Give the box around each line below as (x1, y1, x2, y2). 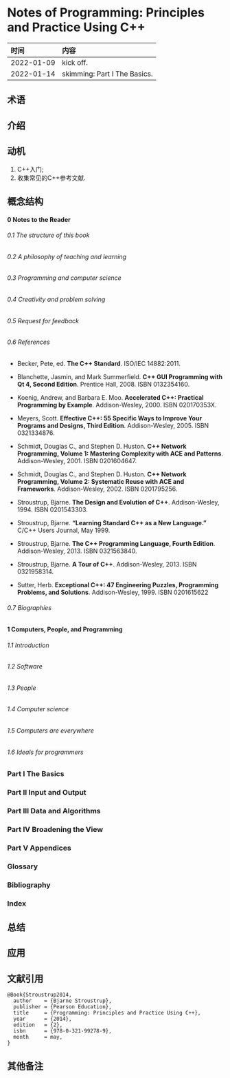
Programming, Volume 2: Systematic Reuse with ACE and (16, 477, 185, 485)
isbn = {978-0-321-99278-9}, (13, 1028, 112, 1035)
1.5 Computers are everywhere (7, 726, 94, 735)
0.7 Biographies (7, 604, 52, 612)
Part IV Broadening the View (7, 824, 104, 834)
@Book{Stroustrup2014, (7, 991, 72, 999)
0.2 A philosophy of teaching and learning (7, 252, 127, 261)
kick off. (61, 57, 88, 67)
